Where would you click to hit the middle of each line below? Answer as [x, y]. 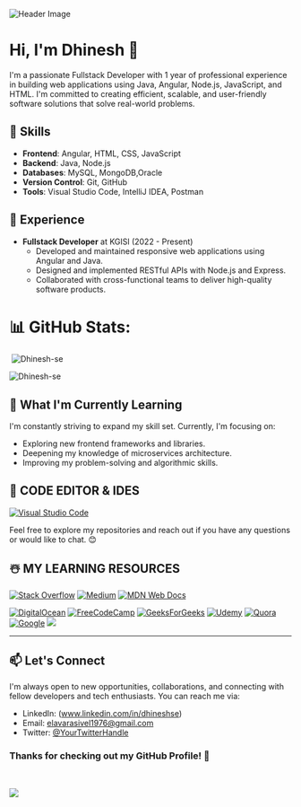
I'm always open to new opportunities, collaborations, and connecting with [147, 687]
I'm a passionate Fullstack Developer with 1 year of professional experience [148, 75]
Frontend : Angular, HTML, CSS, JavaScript [102, 154]
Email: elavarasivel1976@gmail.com [88, 724]
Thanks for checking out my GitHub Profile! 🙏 [110, 756]
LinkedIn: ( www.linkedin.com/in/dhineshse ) [102, 714]
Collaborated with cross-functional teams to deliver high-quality [154, 279]
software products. [71, 289]
